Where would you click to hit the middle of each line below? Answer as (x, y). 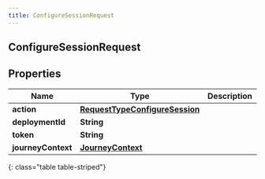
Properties (35, 74)
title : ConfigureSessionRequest (61, 15)
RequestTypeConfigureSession (140, 109)
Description (230, 96)
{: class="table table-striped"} (57, 166)
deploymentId (39, 122)
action (24, 109)
